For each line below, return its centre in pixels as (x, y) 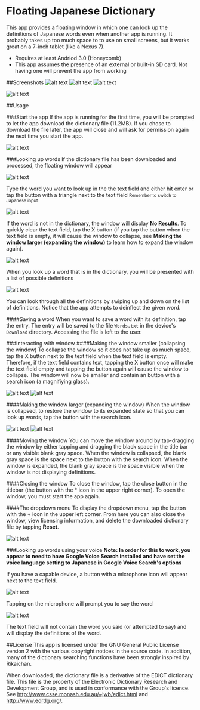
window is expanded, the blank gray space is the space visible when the (95, 465)
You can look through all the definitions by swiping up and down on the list (98, 301)
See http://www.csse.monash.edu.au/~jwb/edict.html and (77, 694)
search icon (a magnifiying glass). (48, 381)
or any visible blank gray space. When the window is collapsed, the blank (96, 453)
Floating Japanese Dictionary (81, 11)
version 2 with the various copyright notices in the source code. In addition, (99, 651)
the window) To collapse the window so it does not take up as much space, (99, 350)
